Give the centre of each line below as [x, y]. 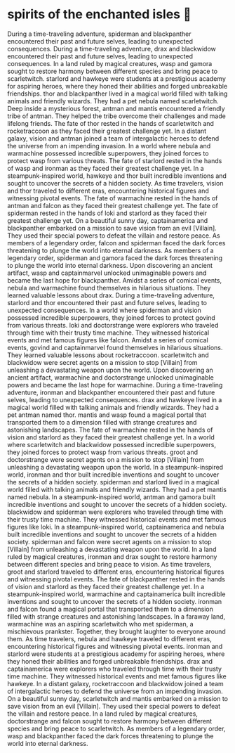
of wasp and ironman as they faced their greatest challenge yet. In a [106, 168]
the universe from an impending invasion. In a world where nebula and [109, 146]
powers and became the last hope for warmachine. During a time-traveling [115, 385]
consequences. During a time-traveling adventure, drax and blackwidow [112, 49]
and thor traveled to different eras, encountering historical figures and [108, 191]
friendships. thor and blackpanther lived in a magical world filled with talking [117, 94]
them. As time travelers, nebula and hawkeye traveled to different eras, [110, 638]
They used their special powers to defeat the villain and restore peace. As [114, 236]
